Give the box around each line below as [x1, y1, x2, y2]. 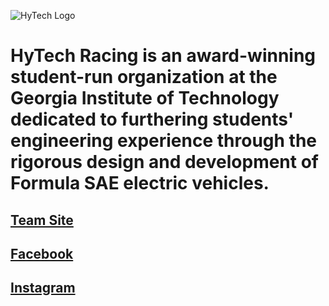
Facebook [10, 245, 74, 262]
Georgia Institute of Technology [10, 87, 280, 110]
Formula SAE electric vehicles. [10, 172, 270, 195]
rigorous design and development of [10, 151, 319, 174]
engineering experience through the [10, 130, 318, 152]
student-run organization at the [10, 66, 278, 89]
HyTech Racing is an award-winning [10, 45, 317, 67]
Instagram [10, 280, 76, 297]
